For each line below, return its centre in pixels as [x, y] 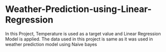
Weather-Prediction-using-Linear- [78, 9]
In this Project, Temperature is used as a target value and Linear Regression [83, 33]
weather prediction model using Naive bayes [51, 44]
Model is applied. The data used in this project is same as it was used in [79, 39]
